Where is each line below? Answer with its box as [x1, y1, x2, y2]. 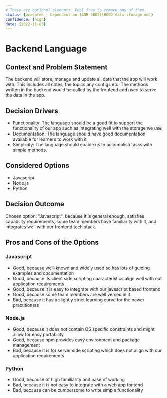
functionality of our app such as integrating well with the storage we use [12, 125, 162, 131]
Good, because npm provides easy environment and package [12, 337, 140, 343]
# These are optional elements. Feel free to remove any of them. [5, 7, 147, 13]
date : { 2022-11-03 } [5, 21, 46, 27]
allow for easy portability [12, 331, 64, 337]
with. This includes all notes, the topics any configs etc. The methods [5, 81, 148, 88]
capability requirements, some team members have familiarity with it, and [5, 218, 157, 224]
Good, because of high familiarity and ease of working [12, 376, 125, 382]
